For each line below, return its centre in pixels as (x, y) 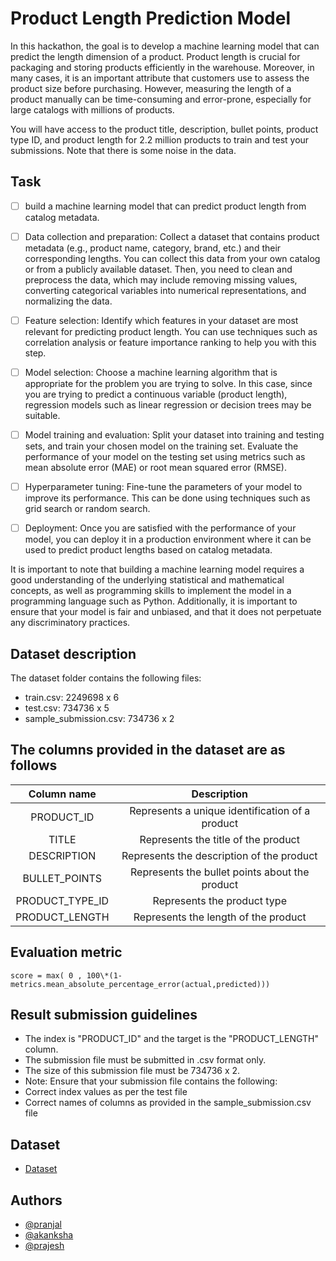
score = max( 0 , (46, 975)
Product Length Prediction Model (150, 18)
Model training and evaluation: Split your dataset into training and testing (174, 435)
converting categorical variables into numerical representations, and (165, 290)
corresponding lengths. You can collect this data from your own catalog (172, 258)
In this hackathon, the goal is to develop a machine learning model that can (165, 46)
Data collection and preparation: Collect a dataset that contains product (172, 236)
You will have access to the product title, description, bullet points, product (164, 129)
